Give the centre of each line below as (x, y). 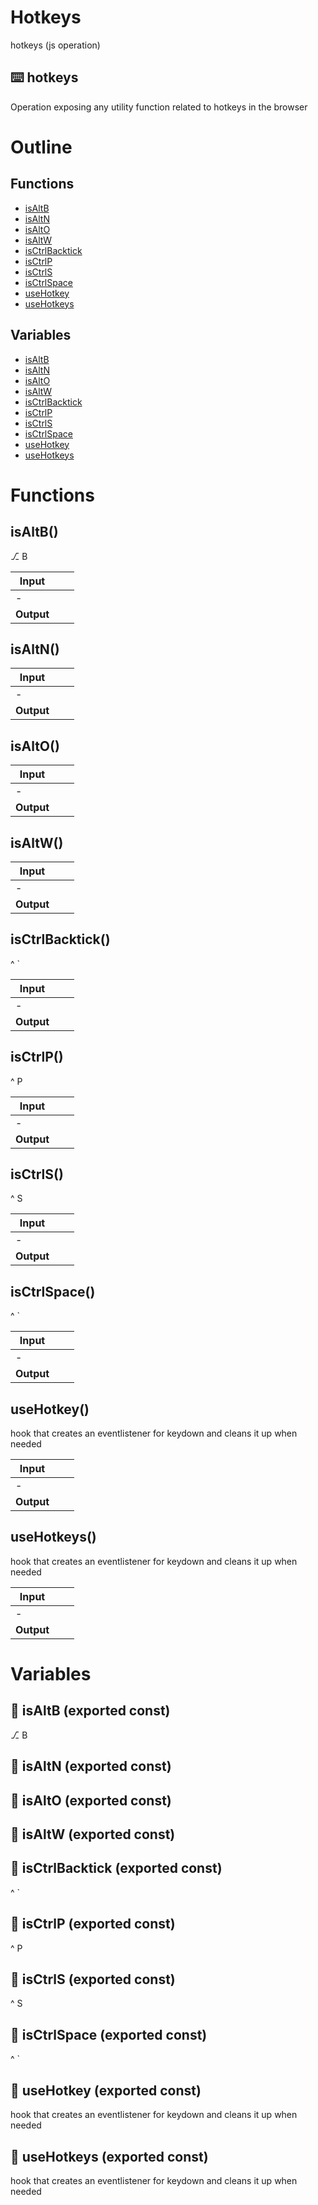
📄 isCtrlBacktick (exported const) (116, 1868)
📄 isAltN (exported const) (91, 1766)
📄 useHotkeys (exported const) (109, 2156)
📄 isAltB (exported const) (90, 1711)
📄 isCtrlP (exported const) (93, 1924)
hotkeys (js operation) (55, 45)
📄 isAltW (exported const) (93, 1834)
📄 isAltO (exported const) (91, 1800)
